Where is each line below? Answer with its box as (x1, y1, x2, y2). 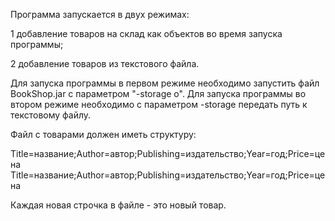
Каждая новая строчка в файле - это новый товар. (10, 199, 227, 211)
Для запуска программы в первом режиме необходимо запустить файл (10, 77, 320, 89)
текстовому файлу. (10, 109, 92, 121)
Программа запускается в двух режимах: (10, 9, 190, 20)
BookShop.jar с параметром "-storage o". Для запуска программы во (10, 88, 307, 99)
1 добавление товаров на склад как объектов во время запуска (10, 28, 283, 39)
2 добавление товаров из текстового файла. (10, 58, 200, 69)
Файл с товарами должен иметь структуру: (10, 129, 197, 140)
